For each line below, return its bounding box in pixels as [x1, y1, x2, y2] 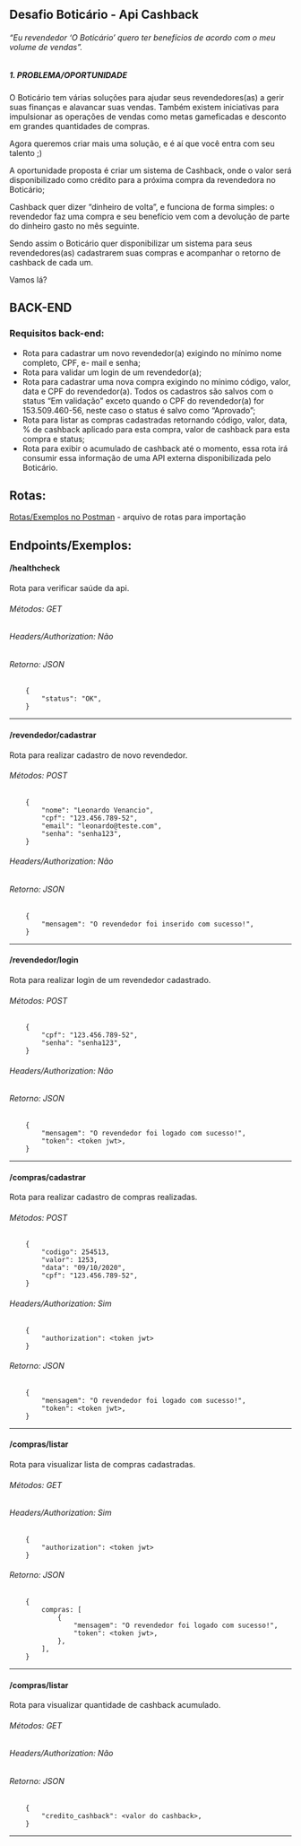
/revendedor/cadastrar [9, 730, 97, 741]
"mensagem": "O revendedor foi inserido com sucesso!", [41, 919, 254, 928]
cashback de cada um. [9, 257, 94, 267]
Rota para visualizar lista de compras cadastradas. [9, 1459, 196, 1469]
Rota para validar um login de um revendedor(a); [21, 367, 202, 378]
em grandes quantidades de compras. [9, 120, 150, 131]
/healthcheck [9, 562, 61, 573]
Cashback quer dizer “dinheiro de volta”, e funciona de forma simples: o [9, 201, 275, 212]
